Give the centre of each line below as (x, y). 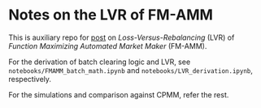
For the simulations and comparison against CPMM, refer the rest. (119, 94)
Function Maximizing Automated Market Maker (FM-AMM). (108, 45)
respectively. (30, 79)
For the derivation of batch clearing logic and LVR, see (100, 62)
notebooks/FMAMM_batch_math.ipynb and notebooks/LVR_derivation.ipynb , (131, 70)
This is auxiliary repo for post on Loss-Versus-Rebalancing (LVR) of (122, 37)
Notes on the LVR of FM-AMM (111, 15)
